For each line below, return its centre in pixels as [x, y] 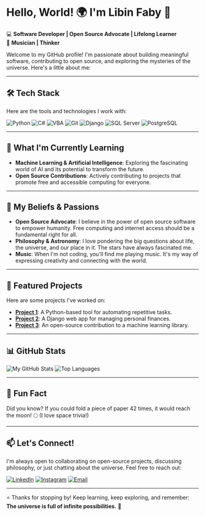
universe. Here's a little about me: [49, 67]
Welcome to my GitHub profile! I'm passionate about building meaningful [98, 54]
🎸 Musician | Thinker [33, 42]
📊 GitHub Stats [36, 351]
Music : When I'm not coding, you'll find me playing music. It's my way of [106, 254]
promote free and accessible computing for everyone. [83, 182]
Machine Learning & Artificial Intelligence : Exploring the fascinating [101, 163]
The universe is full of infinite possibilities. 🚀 [64, 506]
